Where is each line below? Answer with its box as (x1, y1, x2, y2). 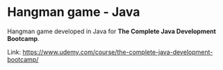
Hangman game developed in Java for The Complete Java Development (7, 27, 217, 35)
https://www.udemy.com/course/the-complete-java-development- (22, 48, 213, 56)
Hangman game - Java (7, 4, 140, 20)
